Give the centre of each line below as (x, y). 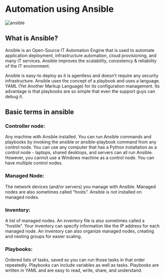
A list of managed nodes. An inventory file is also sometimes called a (75, 221)
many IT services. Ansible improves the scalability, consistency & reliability (81, 61)
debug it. (14, 96)
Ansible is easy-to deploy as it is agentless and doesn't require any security (82, 76)
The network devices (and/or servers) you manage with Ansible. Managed (81, 187)
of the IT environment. (28, 66)
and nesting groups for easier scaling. (44, 237)
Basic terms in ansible (40, 112)
